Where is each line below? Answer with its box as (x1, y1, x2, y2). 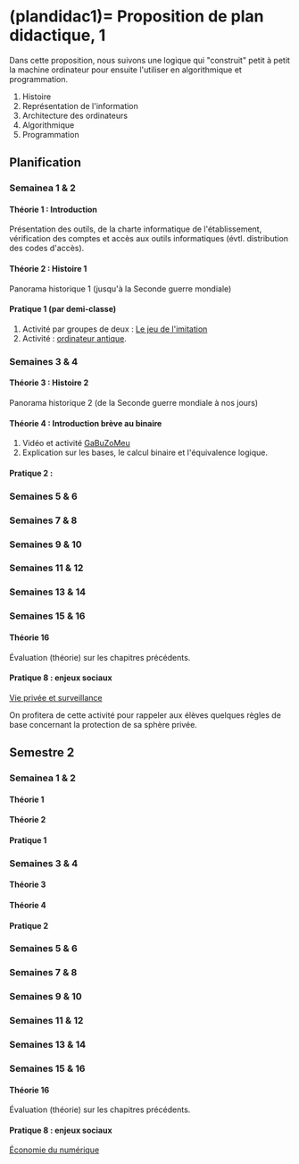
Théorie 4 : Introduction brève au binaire (9, 418, 162, 428)
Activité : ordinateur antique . (21, 333, 127, 343)
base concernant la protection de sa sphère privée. (9, 719, 198, 730)
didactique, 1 (9, 25, 106, 46)
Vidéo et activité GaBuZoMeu (21, 438, 131, 449)
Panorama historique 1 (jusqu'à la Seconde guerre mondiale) (9, 283, 232, 294)
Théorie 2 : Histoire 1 (9, 264, 87, 274)
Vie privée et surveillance (9, 692, 103, 703)
